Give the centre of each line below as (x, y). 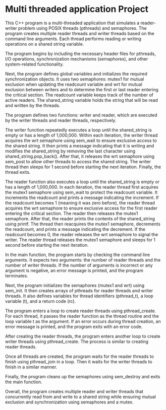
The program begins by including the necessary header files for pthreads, (81, 54)
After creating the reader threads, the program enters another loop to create (83, 336)
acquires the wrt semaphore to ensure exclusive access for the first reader (81, 208)
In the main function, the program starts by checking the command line (78, 255)
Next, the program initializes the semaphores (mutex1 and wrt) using (75, 285)
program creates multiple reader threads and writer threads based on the (80, 33)
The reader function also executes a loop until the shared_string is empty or (82, 182)
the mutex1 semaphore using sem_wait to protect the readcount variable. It (81, 192)
